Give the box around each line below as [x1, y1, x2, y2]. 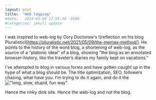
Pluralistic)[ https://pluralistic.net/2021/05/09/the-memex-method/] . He [5, 40, 147, 45]
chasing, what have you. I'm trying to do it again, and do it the [5, 75, 129, 80]
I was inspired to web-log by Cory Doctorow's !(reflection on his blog [5, 34, 144, 40]
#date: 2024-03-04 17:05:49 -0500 [5, 16, 79, 21]
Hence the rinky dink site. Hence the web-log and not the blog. [5, 89, 132, 95]
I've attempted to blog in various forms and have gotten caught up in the [5, 64, 151, 70]
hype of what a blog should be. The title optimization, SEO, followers [5, 69, 142, 76]
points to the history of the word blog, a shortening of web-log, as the [5, 44, 145, 50]
